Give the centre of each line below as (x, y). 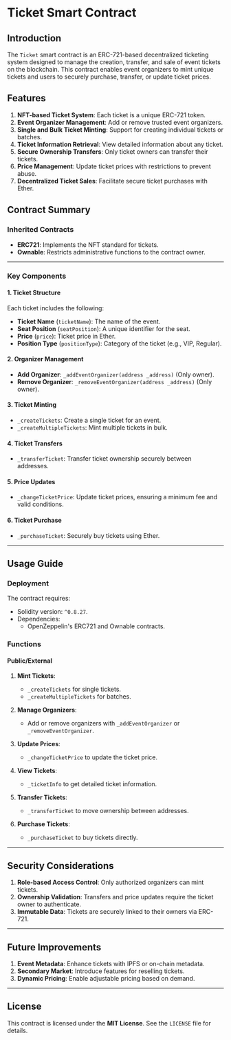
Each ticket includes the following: (56, 308)
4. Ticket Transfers (35, 443)
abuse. (27, 173)
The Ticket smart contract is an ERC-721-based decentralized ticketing (108, 54)
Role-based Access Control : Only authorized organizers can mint (110, 882)
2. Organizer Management (45, 359)
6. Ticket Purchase (34, 520)
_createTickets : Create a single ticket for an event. (89, 420)
